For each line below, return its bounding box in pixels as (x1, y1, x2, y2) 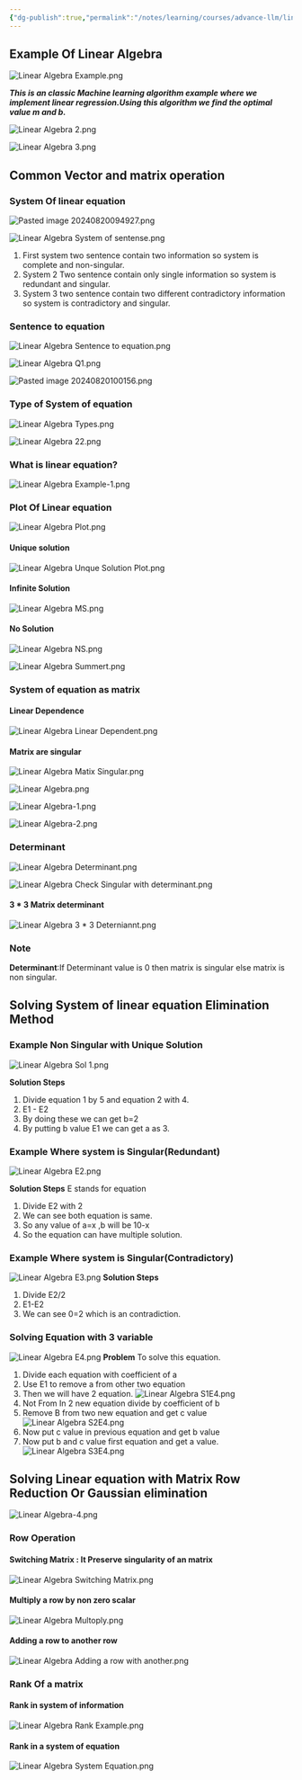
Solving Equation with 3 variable (9, 1331, 154, 1344)
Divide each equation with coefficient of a (22, 1369, 178, 1380)
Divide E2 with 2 (22, 1201, 84, 1212)
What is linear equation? (9, 458, 119, 470)
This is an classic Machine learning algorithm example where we (9, 87, 258, 99)
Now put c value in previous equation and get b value (22, 1427, 220, 1437)
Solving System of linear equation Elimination (9, 997, 270, 1013)
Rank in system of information (9, 1700, 124, 1711)
